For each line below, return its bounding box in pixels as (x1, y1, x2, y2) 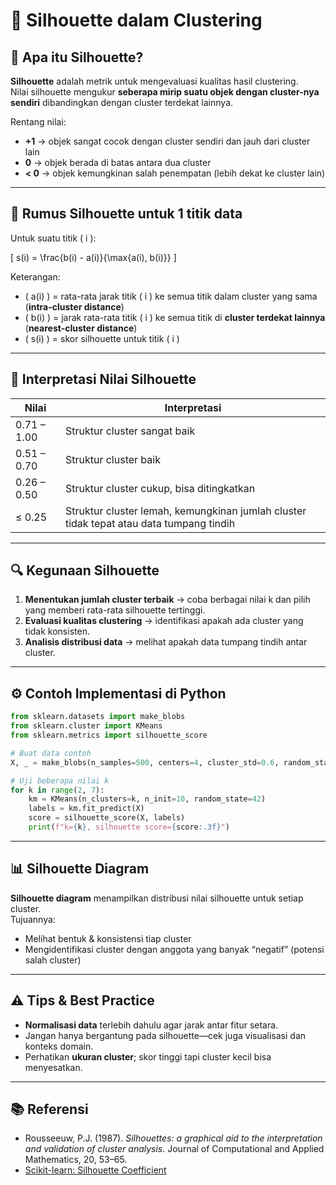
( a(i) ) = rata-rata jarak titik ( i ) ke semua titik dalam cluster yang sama (24, 290, 318, 302)
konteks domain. (24, 1040, 94, 1052)
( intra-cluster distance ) (24, 300, 125, 313)
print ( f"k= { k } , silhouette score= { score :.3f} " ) (28, 822, 230, 832)
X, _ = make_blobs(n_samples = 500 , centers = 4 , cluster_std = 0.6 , (10, 757, 280, 768)
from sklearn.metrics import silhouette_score (10, 730, 208, 740)
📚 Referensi (10, 1100, 89, 1118)
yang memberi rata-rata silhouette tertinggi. (24, 604, 206, 616)
